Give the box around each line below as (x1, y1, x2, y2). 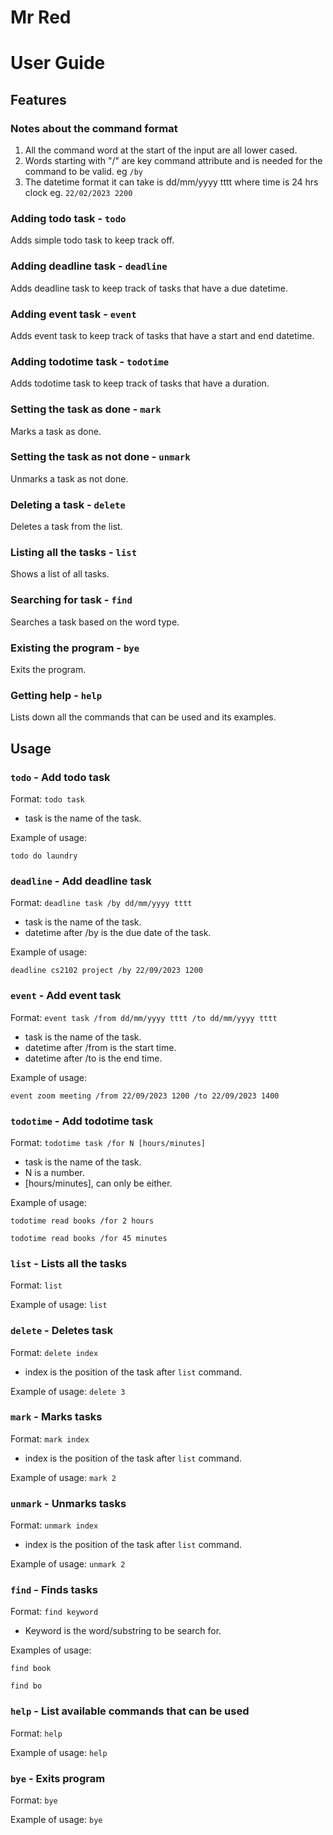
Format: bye (10, 1794, 58, 1806)
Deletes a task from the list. (10, 521, 123, 533)
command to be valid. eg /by (24, 166, 143, 178)
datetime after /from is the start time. (24, 1041, 177, 1053)
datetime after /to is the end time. (24, 1052, 163, 1064)
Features (10, 91, 67, 108)
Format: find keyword (10, 1606, 99, 1618)
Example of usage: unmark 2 (10, 1558, 126, 1570)
